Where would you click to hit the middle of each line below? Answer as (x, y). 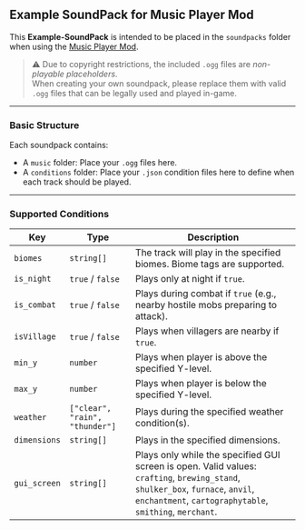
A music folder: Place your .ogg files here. (100, 163)
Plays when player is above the (201, 357)
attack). (151, 316)
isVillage (35, 337)
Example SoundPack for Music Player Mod (132, 15)
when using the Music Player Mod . (74, 46)
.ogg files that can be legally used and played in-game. (134, 93)
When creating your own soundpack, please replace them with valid (159, 83)
